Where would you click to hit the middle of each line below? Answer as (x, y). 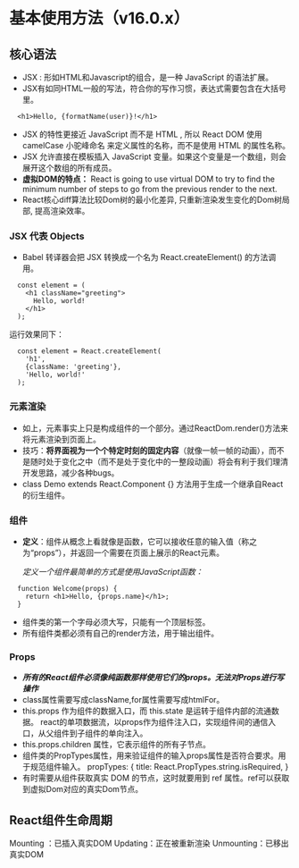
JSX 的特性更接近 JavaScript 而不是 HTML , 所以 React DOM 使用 (142, 134)
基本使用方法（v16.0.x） (100, 18)
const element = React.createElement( (90, 351)
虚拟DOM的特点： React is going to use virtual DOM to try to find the (148, 179)
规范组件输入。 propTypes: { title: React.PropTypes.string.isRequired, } (159, 767)
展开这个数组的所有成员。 (69, 168)
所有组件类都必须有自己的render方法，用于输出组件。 (120, 633)
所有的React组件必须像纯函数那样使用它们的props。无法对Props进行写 (153, 678)
